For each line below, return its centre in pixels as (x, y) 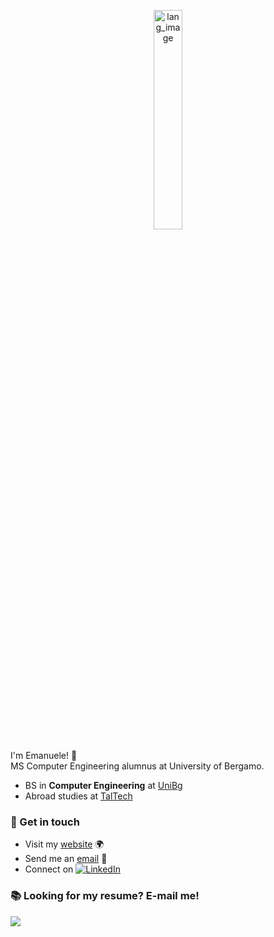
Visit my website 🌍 (64, 844)
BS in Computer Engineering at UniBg (103, 785)
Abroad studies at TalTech (78, 796)
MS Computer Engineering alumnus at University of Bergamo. (137, 766)
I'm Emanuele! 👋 (44, 755)
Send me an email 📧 (66, 859)
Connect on (49, 869)
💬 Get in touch (45, 822)
